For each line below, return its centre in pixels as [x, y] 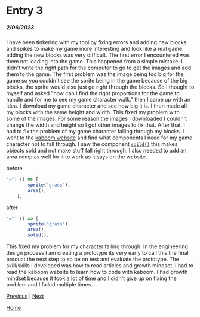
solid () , [39, 235]
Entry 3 [25, 10]
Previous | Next [25, 296]
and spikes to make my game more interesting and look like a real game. [95, 49]
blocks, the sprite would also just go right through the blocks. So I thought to [100, 87]
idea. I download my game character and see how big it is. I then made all [96, 106]
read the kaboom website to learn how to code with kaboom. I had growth [97, 272]
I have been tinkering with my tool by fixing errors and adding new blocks [96, 42]
